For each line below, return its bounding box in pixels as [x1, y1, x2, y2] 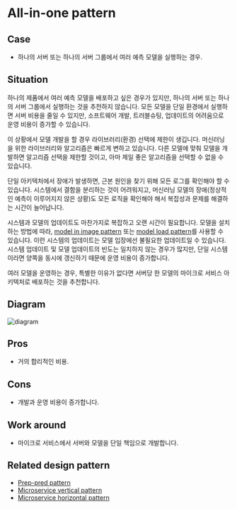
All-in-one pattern [7, 5, 117, 21]
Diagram [7, 299, 46, 311]
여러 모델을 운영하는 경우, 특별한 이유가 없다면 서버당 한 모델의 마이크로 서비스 [7, 268, 223, 277]
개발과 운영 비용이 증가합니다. [17, 398, 100, 406]
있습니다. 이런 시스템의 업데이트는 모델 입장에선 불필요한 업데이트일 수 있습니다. [7, 236, 226, 244]
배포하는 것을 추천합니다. [31, 278, 100, 286]
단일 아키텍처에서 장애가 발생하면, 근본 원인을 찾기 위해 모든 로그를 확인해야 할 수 [7, 176, 230, 185]
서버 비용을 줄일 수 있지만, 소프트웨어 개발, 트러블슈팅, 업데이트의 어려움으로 [14, 111, 224, 120]
